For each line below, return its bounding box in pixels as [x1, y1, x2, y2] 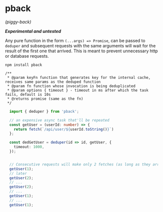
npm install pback [5, 62, 42, 67]
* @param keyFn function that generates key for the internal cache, [7, 75, 151, 80]
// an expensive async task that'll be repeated [9, 118, 110, 122]
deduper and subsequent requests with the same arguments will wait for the [5, 43, 156, 48]
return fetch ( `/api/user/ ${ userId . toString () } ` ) [14, 127, 114, 132]
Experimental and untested [5, 28, 62, 34]
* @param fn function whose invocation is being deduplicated [7, 83, 136, 89]
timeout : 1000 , [14, 145, 45, 150]
